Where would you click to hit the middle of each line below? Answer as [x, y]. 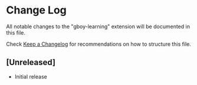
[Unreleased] [31, 62]
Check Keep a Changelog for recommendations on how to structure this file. [99, 44]
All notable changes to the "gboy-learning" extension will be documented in [98, 26]
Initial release [31, 76]
